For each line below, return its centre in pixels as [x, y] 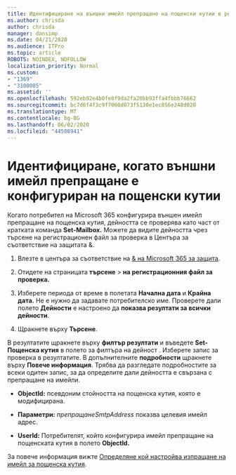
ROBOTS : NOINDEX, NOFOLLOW [47, 60]
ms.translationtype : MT [42, 112]
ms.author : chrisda [36, 20]
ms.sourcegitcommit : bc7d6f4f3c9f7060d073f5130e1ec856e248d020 [102, 105]
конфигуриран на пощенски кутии [114, 195]
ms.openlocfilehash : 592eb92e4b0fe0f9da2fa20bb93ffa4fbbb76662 [102, 99]
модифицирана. [41, 401]
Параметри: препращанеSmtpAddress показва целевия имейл [112, 415]
